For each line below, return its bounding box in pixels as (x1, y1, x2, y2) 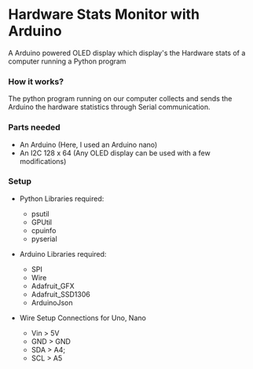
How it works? (8, 76, 64, 87)
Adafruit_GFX (31, 281, 75, 290)
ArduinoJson (31, 298, 73, 307)
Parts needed (8, 122, 60, 133)
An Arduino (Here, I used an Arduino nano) (19, 140, 158, 149)
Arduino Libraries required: (19, 249, 107, 258)
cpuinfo (31, 225, 57, 235)
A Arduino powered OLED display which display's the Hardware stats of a (8, 48, 246, 57)
